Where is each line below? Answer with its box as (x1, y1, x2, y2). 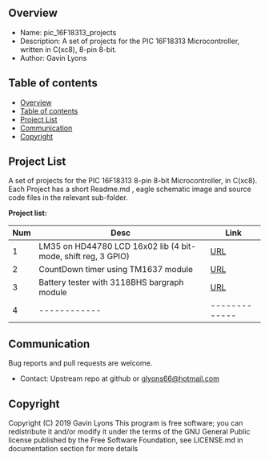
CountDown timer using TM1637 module (38, 264, 194, 275)
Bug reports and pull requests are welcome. (8, 358, 153, 368)
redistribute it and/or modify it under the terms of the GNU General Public (8, 427, 251, 437)
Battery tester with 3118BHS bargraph (38, 277, 184, 288)
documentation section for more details (8, 444, 139, 454)
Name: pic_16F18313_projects (19, 27, 117, 37)
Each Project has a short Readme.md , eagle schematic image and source (8, 184, 252, 194)
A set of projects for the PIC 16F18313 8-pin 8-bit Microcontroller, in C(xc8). (8, 176, 258, 186)
